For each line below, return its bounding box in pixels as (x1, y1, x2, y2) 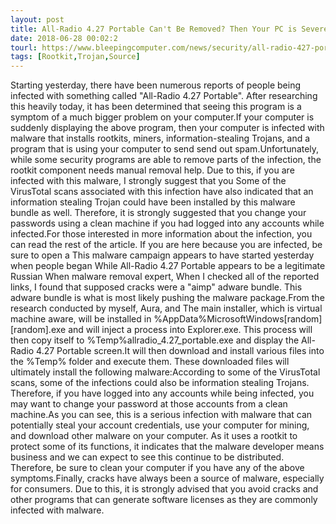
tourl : (10, 42, 38, 53)
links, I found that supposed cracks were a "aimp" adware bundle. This (10, 281, 303, 293)
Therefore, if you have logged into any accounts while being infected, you (10, 387, 315, 400)
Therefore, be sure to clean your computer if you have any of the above (10, 462, 305, 474)
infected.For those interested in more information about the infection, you (10, 228, 313, 240)
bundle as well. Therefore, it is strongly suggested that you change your (10, 207, 307, 219)
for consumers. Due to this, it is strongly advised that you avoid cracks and (10, 483, 319, 495)
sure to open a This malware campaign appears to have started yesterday (10, 249, 315, 261)
